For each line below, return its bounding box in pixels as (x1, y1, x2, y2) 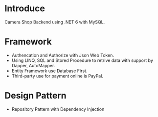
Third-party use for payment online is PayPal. (11, 73, 104, 78)
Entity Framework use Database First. (11, 68, 88, 74)
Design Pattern (4, 90, 67, 101)
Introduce (4, 3, 45, 14)
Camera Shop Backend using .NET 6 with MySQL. (4, 19, 105, 25)
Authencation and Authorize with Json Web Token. (11, 52, 114, 58)
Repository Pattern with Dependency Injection (11, 106, 105, 112)
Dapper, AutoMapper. (11, 62, 55, 68)
